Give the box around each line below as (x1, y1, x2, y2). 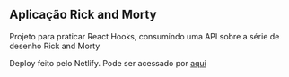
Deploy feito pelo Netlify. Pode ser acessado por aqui (9, 57, 206, 68)
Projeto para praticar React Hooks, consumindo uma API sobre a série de (9, 30, 280, 41)
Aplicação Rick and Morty (9, 7, 157, 22)
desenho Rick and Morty (9, 40, 101, 51)
